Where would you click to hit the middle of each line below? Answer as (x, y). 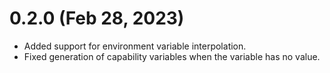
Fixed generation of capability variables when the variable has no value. (172, 56)
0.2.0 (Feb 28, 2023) (97, 18)
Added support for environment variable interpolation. (135, 46)
